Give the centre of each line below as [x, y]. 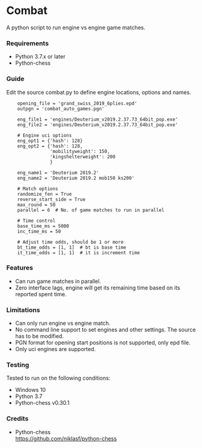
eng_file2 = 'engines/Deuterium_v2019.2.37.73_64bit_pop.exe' [98, 125]
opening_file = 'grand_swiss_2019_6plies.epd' [77, 103]
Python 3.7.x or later [40, 57]
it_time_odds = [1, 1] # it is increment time [78, 253]
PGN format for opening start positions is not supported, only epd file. [103, 343]
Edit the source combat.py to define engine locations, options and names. [99, 92]
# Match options [38, 189]
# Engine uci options [44, 135]
